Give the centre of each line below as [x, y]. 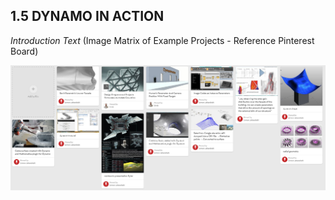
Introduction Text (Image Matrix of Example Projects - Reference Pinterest [162, 40]
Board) [24, 51]
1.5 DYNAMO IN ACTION [87, 16]
